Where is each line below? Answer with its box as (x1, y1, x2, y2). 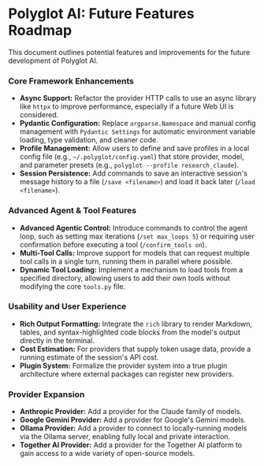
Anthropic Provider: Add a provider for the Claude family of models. (19, 407, 243, 416)
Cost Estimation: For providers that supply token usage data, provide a (19, 344, 251, 353)
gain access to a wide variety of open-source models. (19, 449, 195, 458)
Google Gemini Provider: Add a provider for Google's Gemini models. (19, 415, 247, 425)
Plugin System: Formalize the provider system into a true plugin (19, 361, 228, 370)
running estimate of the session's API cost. (19, 352, 159, 362)
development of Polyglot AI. (8, 56, 99, 65)
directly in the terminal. (19, 335, 95, 345)
